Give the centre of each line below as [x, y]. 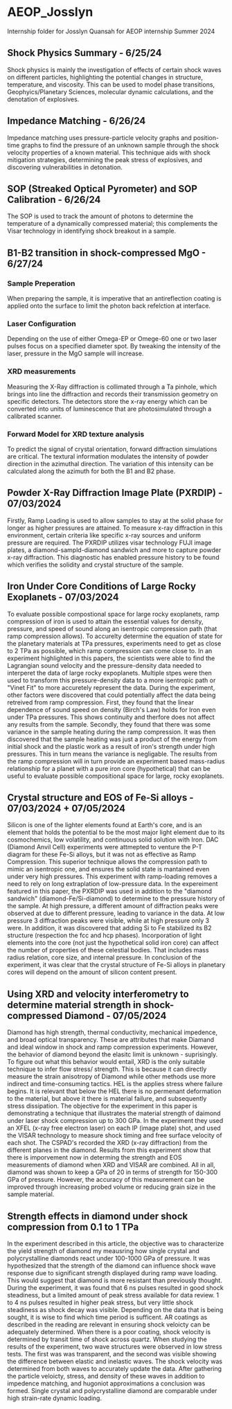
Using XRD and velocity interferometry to [98, 994]
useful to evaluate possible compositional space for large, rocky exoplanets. [116, 776]
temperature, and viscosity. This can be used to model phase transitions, [111, 85]
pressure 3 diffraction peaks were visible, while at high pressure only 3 [108, 921]
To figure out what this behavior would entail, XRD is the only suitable [106, 1062]
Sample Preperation [41, 283]
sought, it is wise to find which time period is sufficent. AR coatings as [107, 1318]
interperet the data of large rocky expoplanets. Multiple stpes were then [110, 673]
